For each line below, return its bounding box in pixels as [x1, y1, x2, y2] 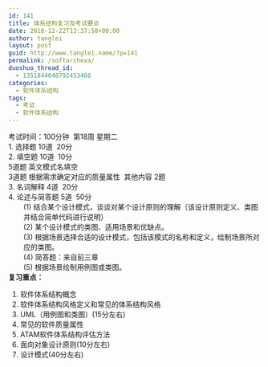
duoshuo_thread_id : [8, 64, 74, 72]
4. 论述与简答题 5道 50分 [8, 192, 92, 202]
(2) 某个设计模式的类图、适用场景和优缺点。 [23, 222, 169, 231]
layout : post [8, 42, 52, 50]
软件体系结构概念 [19, 290, 77, 299]
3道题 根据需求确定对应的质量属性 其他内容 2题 [8, 172, 166, 181]
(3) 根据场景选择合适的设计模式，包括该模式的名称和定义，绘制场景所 [23, 232, 253, 242]
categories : [8, 79, 48, 87]
